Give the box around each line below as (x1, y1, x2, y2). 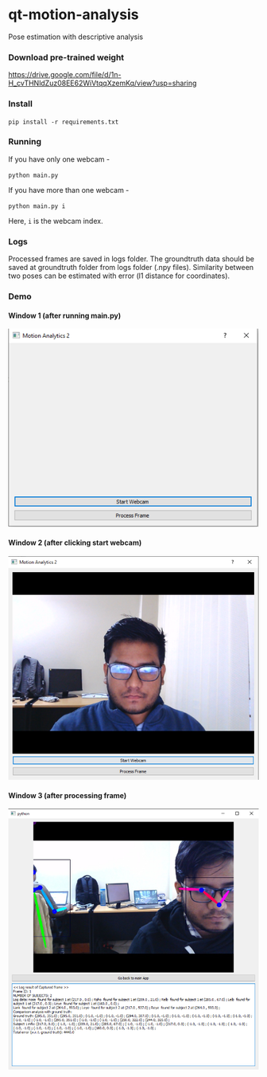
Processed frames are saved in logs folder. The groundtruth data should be (8, 254, 254, 264)
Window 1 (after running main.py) (8, 311, 122, 320)
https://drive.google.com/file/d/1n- (8, 70, 122, 80)
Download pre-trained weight (8, 52, 125, 63)
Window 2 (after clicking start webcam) (8, 538, 142, 547)
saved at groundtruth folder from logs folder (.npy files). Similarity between (8, 263, 254, 272)
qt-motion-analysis (8, 6, 139, 24)
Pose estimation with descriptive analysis (8, 32, 144, 41)
